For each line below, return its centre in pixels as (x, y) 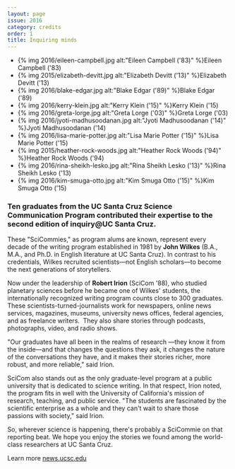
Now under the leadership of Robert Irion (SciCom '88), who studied (107, 283)
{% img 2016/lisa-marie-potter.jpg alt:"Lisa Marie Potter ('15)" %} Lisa (118, 136)
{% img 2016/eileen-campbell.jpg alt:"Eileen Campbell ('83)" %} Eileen (120, 60)
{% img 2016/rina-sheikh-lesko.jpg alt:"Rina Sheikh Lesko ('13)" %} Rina (122, 166)
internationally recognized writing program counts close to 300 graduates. (115, 299)
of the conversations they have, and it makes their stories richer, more (109, 357)
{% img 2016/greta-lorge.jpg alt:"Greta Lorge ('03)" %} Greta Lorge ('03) (123, 113)
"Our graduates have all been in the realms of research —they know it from (116, 342)
